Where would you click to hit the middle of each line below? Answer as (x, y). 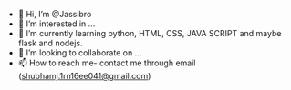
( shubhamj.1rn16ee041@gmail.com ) (84, 76)
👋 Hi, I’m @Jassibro (55, 14)
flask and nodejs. (51, 43)
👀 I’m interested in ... (57, 24)
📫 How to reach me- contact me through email (107, 63)
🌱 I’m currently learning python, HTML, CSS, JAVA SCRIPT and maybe (150, 33)
